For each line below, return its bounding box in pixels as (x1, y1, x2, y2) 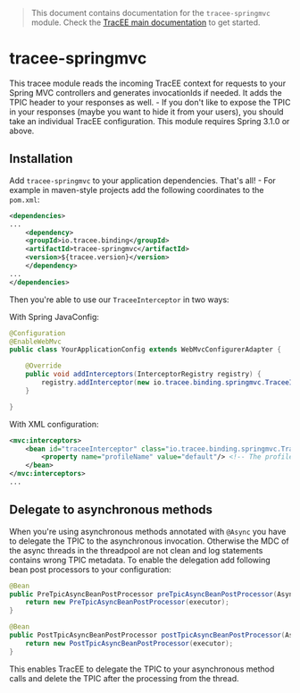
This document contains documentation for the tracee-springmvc (30, 8, 271, 18)
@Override (25, 361, 62, 370)
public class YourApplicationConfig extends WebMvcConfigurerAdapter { (9, 345, 281, 354)
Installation (9, 151, 73, 166)
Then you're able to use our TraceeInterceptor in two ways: (9, 294, 229, 305)
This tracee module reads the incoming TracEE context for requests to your (9, 78, 287, 89)
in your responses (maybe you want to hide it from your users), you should (9, 106, 284, 117)
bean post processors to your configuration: (9, 563, 171, 575)
